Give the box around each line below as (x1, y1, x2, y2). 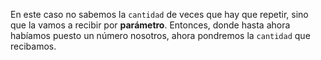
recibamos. (10, 40, 57, 52)
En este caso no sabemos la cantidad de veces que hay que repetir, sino (10, 9, 309, 20)
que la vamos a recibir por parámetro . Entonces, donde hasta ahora (10, 19, 291, 31)
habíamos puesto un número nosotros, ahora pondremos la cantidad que (10, 30, 311, 41)
